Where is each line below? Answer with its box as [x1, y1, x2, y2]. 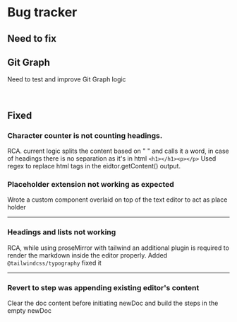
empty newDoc [7, 306, 51, 315]
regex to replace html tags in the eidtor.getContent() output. [7, 162, 181, 171]
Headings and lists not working [7, 227, 116, 237]
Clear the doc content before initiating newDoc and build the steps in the [7, 299, 219, 307]
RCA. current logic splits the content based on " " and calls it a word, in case [7, 146, 229, 156]
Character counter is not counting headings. [7, 130, 163, 140]
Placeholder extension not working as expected [7, 180, 174, 189]
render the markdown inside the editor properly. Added [7, 251, 168, 259]
